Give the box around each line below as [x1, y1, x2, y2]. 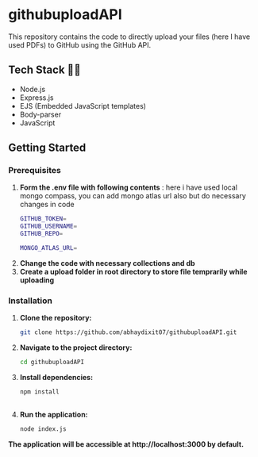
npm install [19, 387, 60, 396]
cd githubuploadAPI [19, 359, 85, 367]
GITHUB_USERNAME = [19, 222, 78, 231]
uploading [19, 275, 55, 285]
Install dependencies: [19, 372, 94, 382]
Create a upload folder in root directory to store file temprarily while [19, 267, 248, 276]
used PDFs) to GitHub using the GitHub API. [8, 40, 152, 49]
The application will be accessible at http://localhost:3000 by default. [8, 439, 245, 449]
